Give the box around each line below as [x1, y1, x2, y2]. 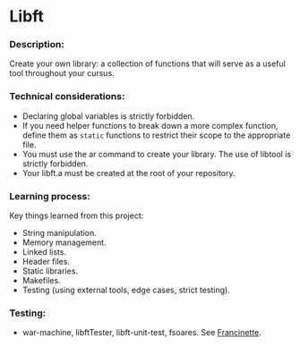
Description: [9, 38, 64, 51]
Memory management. [21, 237, 107, 248]
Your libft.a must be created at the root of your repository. [21, 167, 236, 178]
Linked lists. [21, 247, 67, 257]
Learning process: [9, 190, 91, 202]
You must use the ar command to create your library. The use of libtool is [21, 148, 292, 159]
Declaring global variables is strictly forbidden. [21, 110, 195, 122]
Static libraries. [21, 266, 79, 276]
